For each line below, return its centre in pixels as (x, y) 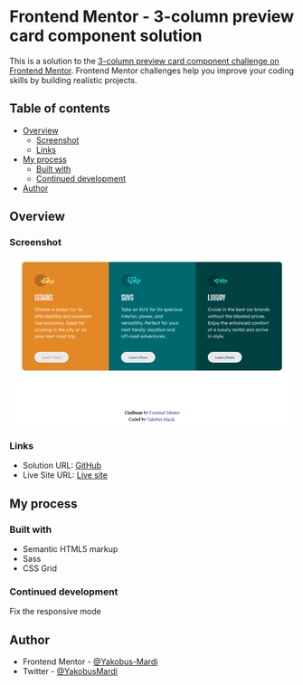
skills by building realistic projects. (73, 80)
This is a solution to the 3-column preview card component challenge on (145, 61)
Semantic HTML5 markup (70, 549)
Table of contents (60, 109)
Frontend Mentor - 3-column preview (152, 17)
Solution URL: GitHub (62, 466)
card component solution (106, 36)
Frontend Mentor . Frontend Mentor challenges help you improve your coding (152, 71)
